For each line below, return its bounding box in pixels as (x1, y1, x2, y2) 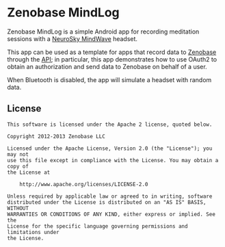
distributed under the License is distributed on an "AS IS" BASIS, (7, 198, 207, 206)
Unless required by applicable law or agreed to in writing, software (7, 193, 213, 200)
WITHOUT (7, 205, 29, 211)
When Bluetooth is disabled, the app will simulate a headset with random (7, 75, 212, 83)
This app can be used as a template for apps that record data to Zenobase (7, 48, 217, 56)
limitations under (7, 229, 59, 235)
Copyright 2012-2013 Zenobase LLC (7, 133, 106, 140)
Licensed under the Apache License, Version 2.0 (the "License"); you (7, 145, 213, 152)
